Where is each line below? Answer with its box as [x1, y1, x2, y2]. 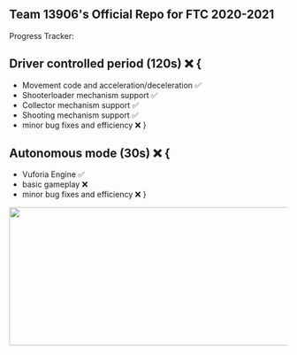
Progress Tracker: [9, 30, 75, 41]
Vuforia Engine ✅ [21, 169, 86, 180]
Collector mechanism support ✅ [21, 99, 140, 110]
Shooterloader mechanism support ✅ [21, 89, 158, 100]
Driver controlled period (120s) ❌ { [9, 57, 202, 72]
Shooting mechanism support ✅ [21, 110, 139, 120]
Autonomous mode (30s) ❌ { [9, 146, 171, 161]
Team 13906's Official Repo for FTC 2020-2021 [9, 7, 275, 22]
